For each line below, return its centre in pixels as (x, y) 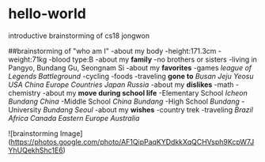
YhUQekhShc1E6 (36, 150)
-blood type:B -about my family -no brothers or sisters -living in (153, 59)
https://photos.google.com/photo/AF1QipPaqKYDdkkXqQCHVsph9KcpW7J (132, 141)
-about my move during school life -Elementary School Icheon (145, 92)
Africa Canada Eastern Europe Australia (74, 118)
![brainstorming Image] (45, 133)
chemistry (25, 92)
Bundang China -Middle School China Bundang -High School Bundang (124, 101)
